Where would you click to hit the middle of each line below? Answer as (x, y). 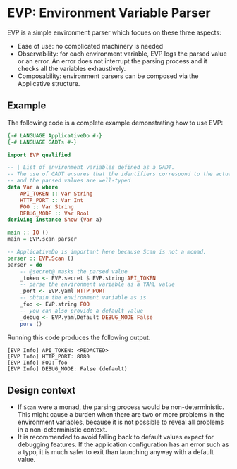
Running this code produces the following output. (79, 337)
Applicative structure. (49, 83)
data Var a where (33, 187)
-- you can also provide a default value (81, 311)
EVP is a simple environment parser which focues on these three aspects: (114, 32)
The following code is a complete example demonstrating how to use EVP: (115, 123)
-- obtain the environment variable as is (83, 298)
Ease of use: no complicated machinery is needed (90, 46)
